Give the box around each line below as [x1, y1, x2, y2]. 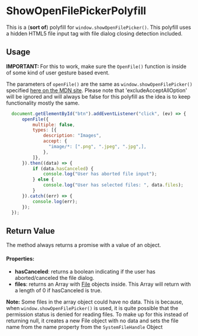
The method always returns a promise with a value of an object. [6, 242, 161, 249]
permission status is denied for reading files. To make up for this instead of [6, 311, 189, 318]
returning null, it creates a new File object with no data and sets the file [6, 317, 179, 324]
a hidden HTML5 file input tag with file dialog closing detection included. [6, 30, 183, 37]
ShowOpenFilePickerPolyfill [6, 4, 147, 18]
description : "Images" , [43, 133, 102, 139]
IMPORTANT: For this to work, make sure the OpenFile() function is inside [6, 63, 187, 70]
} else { [32, 177, 54, 182]
